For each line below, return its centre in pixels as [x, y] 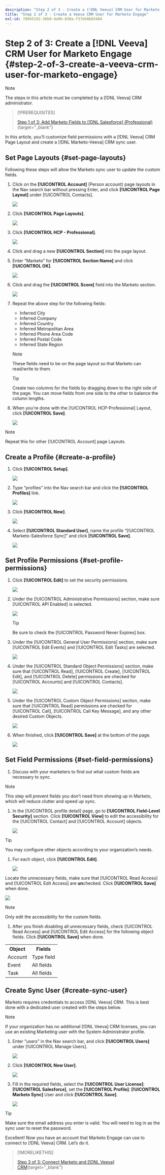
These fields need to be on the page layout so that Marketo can [77, 364]
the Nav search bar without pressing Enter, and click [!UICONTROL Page [86, 190]
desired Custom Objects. [37, 716]
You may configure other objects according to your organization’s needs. [79, 849]
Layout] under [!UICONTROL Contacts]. [53, 195]
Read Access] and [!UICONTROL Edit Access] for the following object [83, 932]
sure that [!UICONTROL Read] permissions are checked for [72, 706]
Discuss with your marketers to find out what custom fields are [76, 771]
